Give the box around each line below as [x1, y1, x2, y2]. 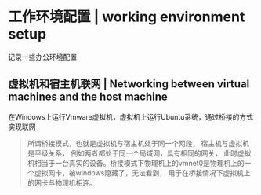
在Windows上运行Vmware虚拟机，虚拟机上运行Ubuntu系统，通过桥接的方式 [8, 112, 253, 121]
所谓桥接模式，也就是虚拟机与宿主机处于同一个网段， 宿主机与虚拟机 [27, 138, 249, 148]
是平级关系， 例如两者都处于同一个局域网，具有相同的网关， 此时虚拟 [27, 148, 252, 158]
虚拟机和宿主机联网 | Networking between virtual [8, 77, 250, 91]
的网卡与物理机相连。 [27, 178, 96, 187]
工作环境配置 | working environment [8, 8, 245, 26]
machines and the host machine [8, 90, 169, 104]
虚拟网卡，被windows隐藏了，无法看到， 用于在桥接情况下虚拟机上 [34, 167, 251, 178]
